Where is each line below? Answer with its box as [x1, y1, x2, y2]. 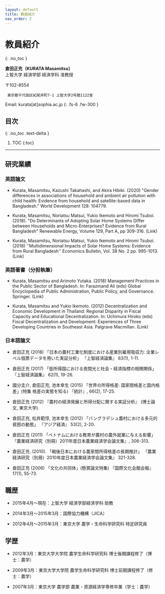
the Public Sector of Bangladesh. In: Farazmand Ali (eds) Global [12, 283, 141, 289]
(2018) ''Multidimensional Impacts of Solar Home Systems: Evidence [12, 243, 151, 248]
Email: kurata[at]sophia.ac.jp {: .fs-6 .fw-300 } [5, 102, 99, 108]
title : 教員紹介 [5, 12, 35, 17]
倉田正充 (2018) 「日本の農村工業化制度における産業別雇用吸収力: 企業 [12, 349, 155, 355]
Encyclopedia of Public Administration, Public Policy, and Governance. [12, 288, 155, 295]
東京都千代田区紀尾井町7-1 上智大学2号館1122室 [7, 93, 93, 98]
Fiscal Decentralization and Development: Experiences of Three [12, 319, 141, 324]
